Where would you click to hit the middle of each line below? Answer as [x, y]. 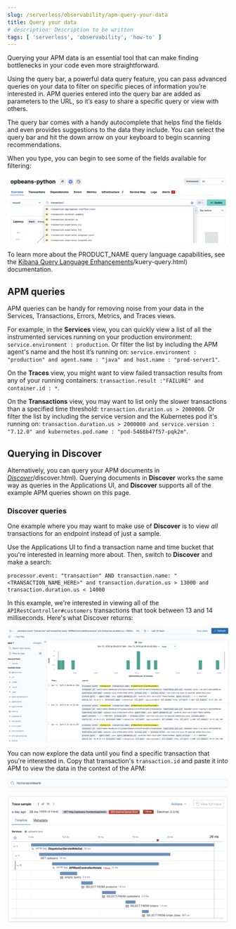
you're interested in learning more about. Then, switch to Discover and [110, 555]
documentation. [30, 270]
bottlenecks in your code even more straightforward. [84, 65]
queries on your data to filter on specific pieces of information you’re [107, 86]
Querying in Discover [54, 453]
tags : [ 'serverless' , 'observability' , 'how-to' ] [84, 37]
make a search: [29, 562]
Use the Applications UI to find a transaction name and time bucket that [111, 547]
